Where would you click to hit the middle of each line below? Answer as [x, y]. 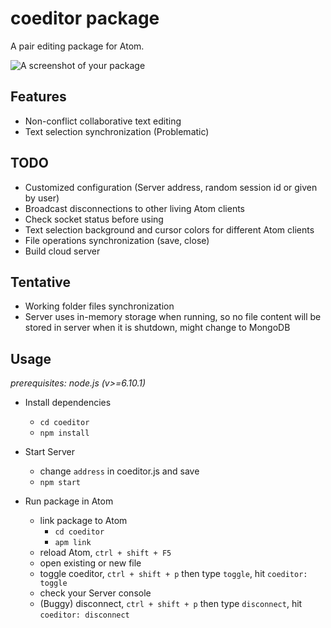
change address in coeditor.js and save [119, 471]
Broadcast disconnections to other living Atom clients [134, 208]
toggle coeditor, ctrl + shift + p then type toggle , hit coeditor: [173, 574]
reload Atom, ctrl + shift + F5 [105, 553]
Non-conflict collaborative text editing [103, 121]
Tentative [41, 282]
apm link [73, 543]
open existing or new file [90, 563]
